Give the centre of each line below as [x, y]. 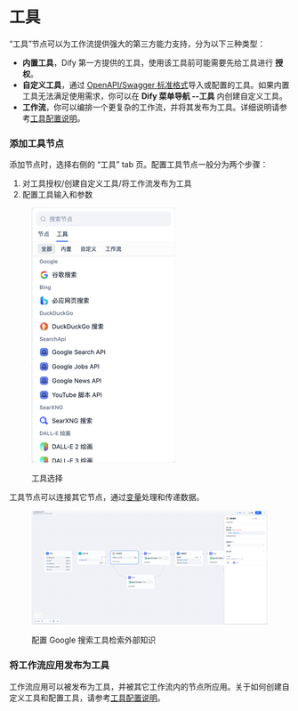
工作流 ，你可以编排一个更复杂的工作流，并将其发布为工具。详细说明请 [151, 107]
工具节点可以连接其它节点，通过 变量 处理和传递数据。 [107, 497]
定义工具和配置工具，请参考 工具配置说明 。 [87, 698]
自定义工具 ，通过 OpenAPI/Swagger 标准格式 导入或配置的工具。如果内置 [156, 85]
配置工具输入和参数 [57, 195]
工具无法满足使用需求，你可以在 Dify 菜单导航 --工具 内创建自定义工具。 [154, 96]
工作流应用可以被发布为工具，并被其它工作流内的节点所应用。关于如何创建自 [149, 686]
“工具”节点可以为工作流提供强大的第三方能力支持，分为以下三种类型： [137, 44]
